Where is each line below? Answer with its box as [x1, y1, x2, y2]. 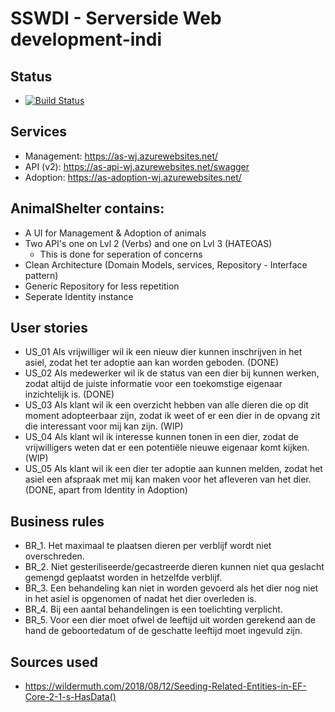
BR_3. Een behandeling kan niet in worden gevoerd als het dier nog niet [24, 582, 319, 594]
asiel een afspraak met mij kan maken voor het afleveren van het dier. [24, 473, 312, 486]
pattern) [24, 269, 59, 281]
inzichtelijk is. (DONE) [24, 388, 115, 401]
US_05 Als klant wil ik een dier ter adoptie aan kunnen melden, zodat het [24, 463, 323, 475]
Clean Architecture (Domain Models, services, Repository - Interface [24, 258, 308, 271]
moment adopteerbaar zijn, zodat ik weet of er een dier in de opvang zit [24, 410, 321, 422]
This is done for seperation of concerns [39, 248, 203, 260]
